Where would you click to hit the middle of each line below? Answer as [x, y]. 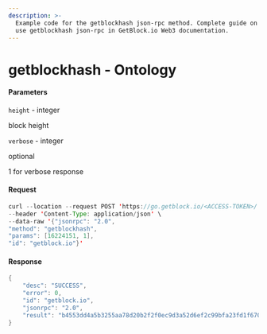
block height [29, 125]
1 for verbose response [46, 171]
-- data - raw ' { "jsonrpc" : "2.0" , [62, 221]
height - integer [34, 110]
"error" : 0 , [42, 293]
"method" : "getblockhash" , [53, 229]
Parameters [28, 92]
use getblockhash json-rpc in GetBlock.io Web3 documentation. [122, 30]
